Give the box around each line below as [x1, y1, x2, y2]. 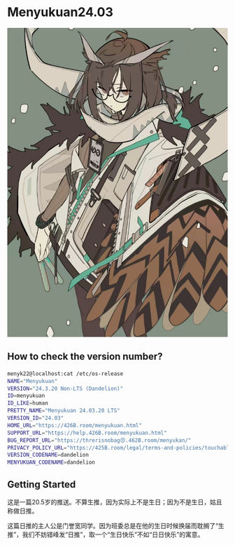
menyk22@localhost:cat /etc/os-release [7, 370, 124, 377]
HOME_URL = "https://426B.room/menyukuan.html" [7, 422, 142, 429]
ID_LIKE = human [7, 400, 49, 407]
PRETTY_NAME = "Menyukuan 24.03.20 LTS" [7, 408, 120, 415]
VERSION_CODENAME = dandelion [7, 452, 90, 459]
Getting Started [7, 478, 76, 490]
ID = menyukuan [7, 392, 45, 400]
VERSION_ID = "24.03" [7, 415, 64, 422]
